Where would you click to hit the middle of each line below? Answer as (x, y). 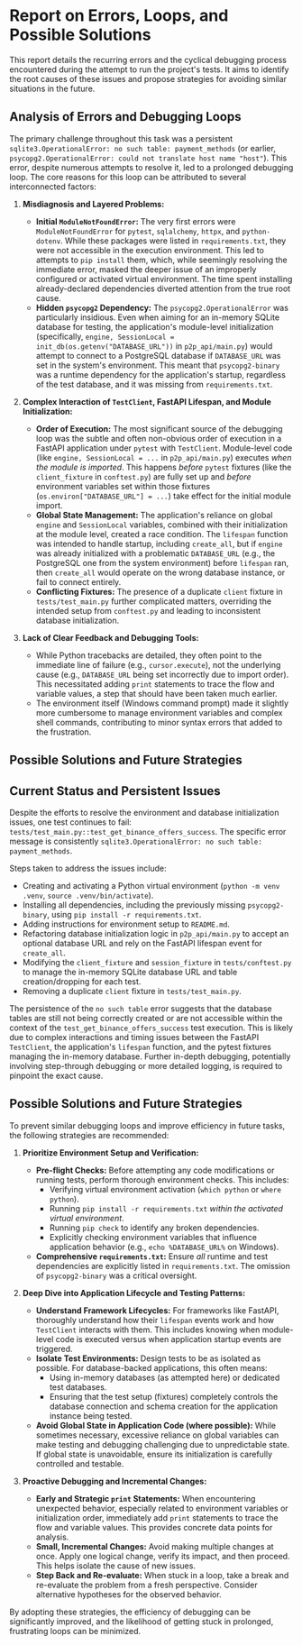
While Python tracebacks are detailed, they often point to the (149, 655)
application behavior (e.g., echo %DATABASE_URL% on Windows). (164, 1247)
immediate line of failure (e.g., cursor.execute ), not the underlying (158, 664)
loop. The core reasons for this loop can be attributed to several (128, 177)
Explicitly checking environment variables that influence (153, 1237)
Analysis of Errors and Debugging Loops (125, 117)
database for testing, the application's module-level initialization (155, 326)
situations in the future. (52, 88)
